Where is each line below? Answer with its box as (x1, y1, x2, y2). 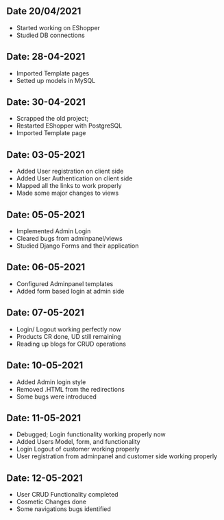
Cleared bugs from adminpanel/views (16, 235, 123, 243)
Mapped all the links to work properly (16, 182, 122, 190)
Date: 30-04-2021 (6, 96, 86, 108)
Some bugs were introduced (16, 392, 97, 401)
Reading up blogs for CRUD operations (16, 340, 126, 348)
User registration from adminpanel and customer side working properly (16, 452, 218, 460)
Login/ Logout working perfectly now (16, 325, 121, 333)
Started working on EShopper (16, 23, 101, 32)
